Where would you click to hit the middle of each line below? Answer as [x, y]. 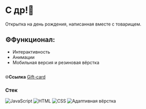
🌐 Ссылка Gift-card [25, 77]
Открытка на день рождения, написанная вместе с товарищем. [73, 24]
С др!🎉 [19, 10]
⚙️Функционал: [30, 40]
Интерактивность [31, 51]
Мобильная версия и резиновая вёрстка [56, 62]
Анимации [23, 57]
